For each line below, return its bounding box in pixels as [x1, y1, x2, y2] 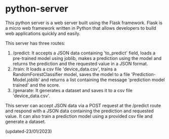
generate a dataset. [5, 118, 46, 124]
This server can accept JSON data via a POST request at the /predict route [5, 102, 161, 108]
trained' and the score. [12, 82, 60, 88]
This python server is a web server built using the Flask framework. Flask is [5, 20, 163, 26]
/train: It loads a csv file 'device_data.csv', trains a [12, 66, 117, 72]
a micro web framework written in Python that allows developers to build [5, 25, 156, 31]
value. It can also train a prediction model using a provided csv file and [5, 113, 153, 119]
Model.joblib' [12, 77, 40, 83]
